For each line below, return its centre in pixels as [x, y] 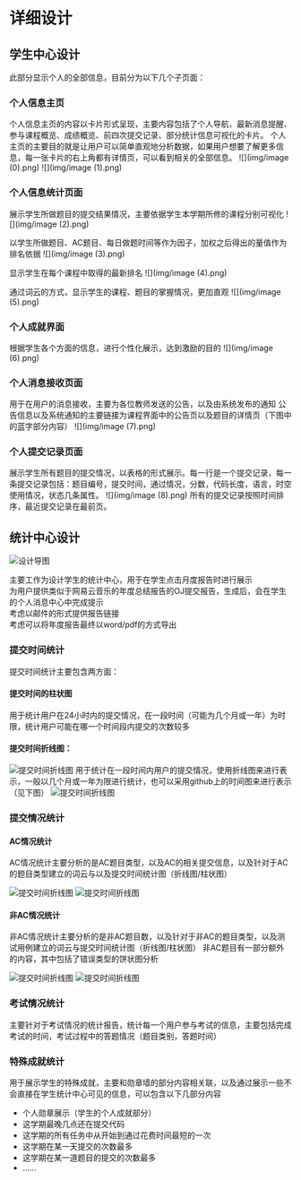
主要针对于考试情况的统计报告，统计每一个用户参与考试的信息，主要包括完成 [150, 1025]
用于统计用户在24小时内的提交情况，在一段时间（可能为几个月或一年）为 [144, 715]
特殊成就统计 [37, 1061]
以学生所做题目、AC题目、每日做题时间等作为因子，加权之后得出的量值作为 [148, 242]
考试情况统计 [37, 1003]
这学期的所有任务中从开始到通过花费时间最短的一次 [116, 1135]
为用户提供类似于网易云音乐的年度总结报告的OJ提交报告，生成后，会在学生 [148, 591]
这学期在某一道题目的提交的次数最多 [89, 1158]
